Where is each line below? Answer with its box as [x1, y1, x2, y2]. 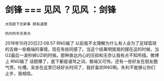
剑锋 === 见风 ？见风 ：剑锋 [5, 4, 116, 16]
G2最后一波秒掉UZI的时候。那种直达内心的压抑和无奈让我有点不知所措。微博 [5, 52, 159, 58]
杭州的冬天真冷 [5, 31, 31, 36]
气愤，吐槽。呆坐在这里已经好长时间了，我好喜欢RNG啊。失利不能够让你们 [5, 64, 156, 70]
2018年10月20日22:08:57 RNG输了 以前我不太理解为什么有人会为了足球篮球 [5, 40, 157, 46]
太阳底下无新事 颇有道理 [5, 21, 47, 27]
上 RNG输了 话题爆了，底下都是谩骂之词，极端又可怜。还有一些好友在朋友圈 [5, 58, 158, 64]
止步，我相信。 [5, 70, 35, 76]
